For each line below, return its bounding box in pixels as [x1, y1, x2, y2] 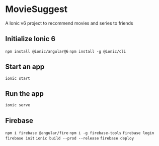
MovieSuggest [5, 4, 68, 15]
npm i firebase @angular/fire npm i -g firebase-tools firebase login [5, 130, 154, 136]
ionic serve [5, 103, 30, 108]
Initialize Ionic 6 [5, 35, 56, 43]
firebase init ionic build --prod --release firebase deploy [5, 136, 134, 141]
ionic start [5, 76, 30, 81]
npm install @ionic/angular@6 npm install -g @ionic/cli [5, 49, 126, 54]
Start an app [5, 63, 45, 71]
